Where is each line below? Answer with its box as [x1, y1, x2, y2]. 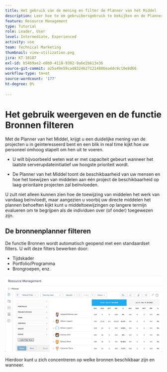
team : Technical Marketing [5, 45, 61, 50]
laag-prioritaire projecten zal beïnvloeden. [12, 182, 99, 188]
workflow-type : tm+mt [5, 71, 50, 76]
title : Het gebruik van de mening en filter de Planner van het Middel [5, 8, 157, 13]
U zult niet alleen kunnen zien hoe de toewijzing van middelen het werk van [5, 191, 160, 197]
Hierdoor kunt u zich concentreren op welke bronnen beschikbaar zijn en [5, 357, 155, 363]
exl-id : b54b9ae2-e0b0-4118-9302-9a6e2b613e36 [5, 60, 103, 66]
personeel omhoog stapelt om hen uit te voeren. [5, 146, 104, 152]
